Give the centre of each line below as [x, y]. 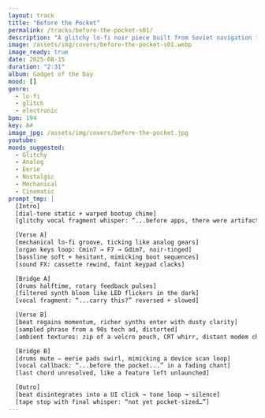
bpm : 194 [22, 118]
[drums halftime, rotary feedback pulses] [86, 286]
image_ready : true [38, 52]
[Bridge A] [33, 278]
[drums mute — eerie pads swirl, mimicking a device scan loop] [123, 358]
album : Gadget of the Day [50, 74]
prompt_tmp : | [32, 199]
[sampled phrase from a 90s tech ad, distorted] [97, 329]
